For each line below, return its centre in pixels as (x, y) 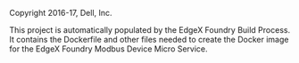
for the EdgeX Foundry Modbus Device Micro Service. (108, 49)
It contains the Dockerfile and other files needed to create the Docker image (149, 39)
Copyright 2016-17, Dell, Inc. (61, 13)
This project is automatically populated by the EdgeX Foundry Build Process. (150, 30)
